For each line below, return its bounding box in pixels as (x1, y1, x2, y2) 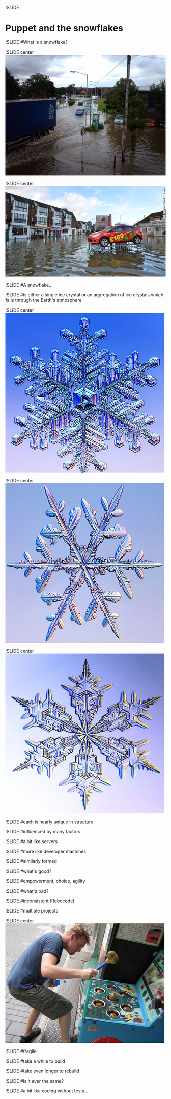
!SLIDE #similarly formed (5, 858, 58, 864)
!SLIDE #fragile (5, 1048, 37, 1055)
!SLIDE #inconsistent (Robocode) (5, 898, 75, 904)
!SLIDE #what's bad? (5, 888, 49, 894)
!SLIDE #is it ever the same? (5, 1078, 64, 1084)
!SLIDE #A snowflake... (5, 282, 53, 288)
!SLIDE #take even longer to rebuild (5, 1068, 80, 1074)
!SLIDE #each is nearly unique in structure (5, 819, 94, 825)
